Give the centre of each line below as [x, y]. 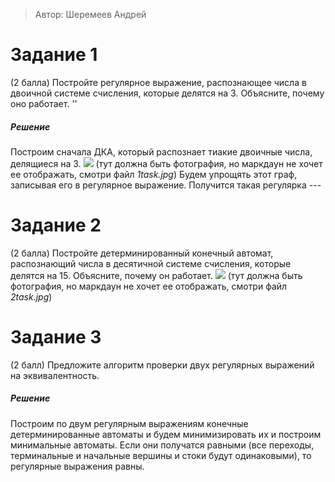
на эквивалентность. [55, 375]
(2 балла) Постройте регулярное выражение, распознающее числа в [158, 82]
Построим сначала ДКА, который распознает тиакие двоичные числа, [161, 151]
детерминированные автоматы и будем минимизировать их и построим [166, 434]
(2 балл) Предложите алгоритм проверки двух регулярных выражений [162, 365]
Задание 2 [56, 225]
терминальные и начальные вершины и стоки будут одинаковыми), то [161, 455]
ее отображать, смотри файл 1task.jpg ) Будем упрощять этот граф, [154, 174]
